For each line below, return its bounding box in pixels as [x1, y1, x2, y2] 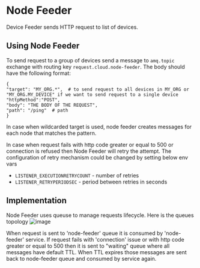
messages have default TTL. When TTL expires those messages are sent [6, 248, 187, 255]
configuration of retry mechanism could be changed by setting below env [6, 153, 188, 161]
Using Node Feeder [6, 41, 80, 51]
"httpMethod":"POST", [6, 97, 61, 103]
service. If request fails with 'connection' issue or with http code [25, 236, 184, 243]
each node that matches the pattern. [6, 130, 97, 137]
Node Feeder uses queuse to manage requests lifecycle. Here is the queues [6, 211, 194, 219]
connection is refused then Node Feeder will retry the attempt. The [6, 147, 172, 155]
